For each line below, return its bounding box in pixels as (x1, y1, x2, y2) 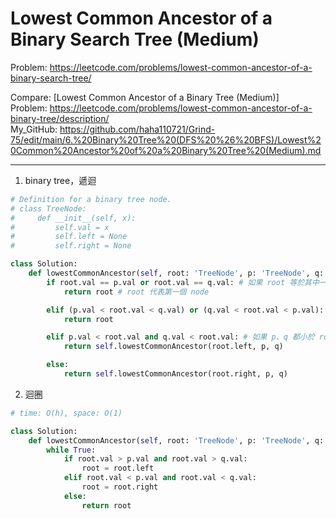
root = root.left (81, 463, 155, 474)
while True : (46, 445, 97, 455)
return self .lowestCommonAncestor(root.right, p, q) (63, 369, 288, 379)
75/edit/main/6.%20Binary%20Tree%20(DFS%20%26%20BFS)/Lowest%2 (10, 133, 322, 146)
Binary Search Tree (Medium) (10, 28, 260, 51)
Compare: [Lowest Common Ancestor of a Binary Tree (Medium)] (10, 91, 280, 103)
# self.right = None (10, 241, 132, 251)
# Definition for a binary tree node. (10, 194, 172, 204)
